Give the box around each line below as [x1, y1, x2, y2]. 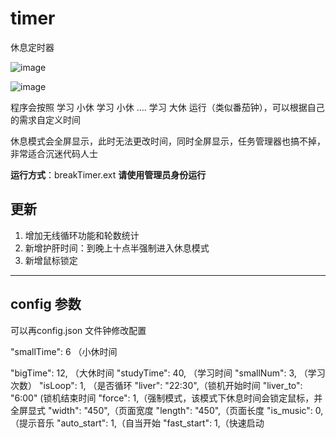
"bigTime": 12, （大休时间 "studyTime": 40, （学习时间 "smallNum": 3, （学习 [10, 367, 326, 379]
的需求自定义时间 [10, 113, 81, 126]
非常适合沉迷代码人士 [10, 147, 98, 159]
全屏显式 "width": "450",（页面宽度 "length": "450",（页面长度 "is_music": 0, [10, 404, 324, 416]
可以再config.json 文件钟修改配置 [10, 324, 147, 336]
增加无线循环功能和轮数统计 [24, 229, 140, 241]
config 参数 [10, 296, 82, 313]
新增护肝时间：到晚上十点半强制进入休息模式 [24, 242, 210, 254]
